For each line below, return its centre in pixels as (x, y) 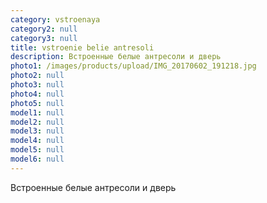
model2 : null (37, 122)
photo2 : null (37, 76)
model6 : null (37, 159)
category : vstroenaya (55, 19)
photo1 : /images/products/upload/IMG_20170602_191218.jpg (133, 66)
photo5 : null (37, 103)
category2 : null (44, 29)
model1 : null (37, 112)
